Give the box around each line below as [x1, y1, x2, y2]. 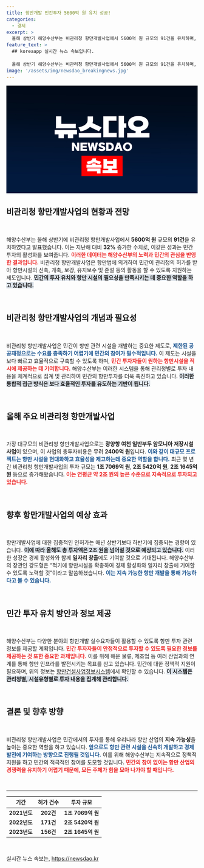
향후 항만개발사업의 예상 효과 [6, 509, 108, 520]
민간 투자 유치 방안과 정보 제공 [6, 608, 112, 618]
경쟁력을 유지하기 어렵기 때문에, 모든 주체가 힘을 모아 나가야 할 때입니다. [6, 766, 174, 773]
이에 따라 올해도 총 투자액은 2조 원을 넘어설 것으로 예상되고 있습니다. [24, 547, 184, 554]
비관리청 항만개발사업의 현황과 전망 [6, 207, 130, 217]
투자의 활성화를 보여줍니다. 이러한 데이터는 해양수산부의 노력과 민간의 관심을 [6, 251, 185, 258]
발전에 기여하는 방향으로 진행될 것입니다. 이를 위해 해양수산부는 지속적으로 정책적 [6, 751, 197, 758]
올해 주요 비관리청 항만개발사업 [6, 411, 115, 422]
